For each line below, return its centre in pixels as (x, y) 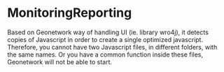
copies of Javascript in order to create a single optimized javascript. (105, 39)
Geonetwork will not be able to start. (60, 62)
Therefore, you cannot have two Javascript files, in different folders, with (112, 47)
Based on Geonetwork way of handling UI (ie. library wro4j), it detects (108, 32)
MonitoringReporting (70, 13)
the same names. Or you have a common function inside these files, (105, 55)
